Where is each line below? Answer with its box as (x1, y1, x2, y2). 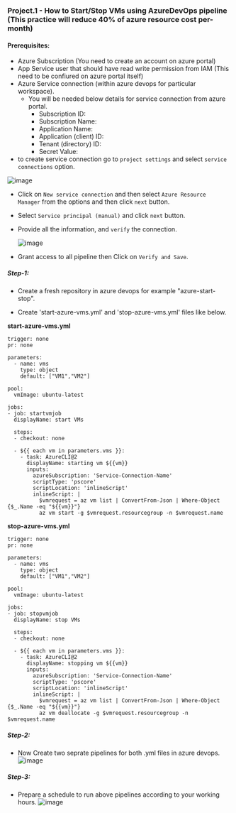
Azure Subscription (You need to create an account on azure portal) (17, 57, 216, 65)
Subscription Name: (38, 117, 97, 126)
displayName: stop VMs (13, 616, 81, 623)
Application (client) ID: (38, 132, 104, 141)
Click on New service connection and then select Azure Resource (17, 190, 207, 199)
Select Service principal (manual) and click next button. (17, 212, 186, 220)
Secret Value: (38, 148, 78, 156)
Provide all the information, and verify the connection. (17, 225, 177, 234)
